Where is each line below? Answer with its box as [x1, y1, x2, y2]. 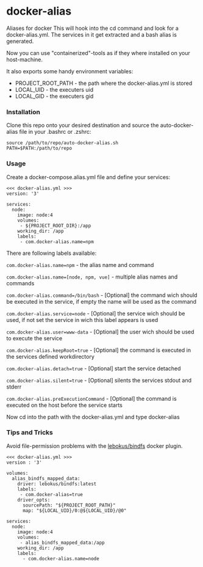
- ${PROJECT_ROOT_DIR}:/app [20, 222, 91, 229]
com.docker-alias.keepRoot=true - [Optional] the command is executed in [6, 346, 191, 354]
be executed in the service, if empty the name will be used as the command [6, 298, 197, 305]
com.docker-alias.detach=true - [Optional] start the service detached [6, 365, 181, 372]
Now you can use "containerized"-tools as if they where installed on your [6, 49, 190, 56]
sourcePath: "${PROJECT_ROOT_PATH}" [22, 502, 116, 508]
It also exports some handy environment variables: [6, 67, 134, 75]
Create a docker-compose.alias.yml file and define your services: [6, 173, 171, 181]
